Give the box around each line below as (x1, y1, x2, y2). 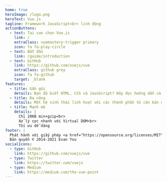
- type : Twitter (9, 156, 43, 161)
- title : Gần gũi (9, 86, 46, 91)
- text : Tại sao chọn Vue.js (9, 30, 70, 35)
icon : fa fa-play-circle (14, 44, 66, 49)
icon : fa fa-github (14, 72, 55, 77)
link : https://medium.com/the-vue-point (14, 170, 99, 175)
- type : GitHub (9, 147, 41, 152)
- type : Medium (9, 165, 41, 170)
